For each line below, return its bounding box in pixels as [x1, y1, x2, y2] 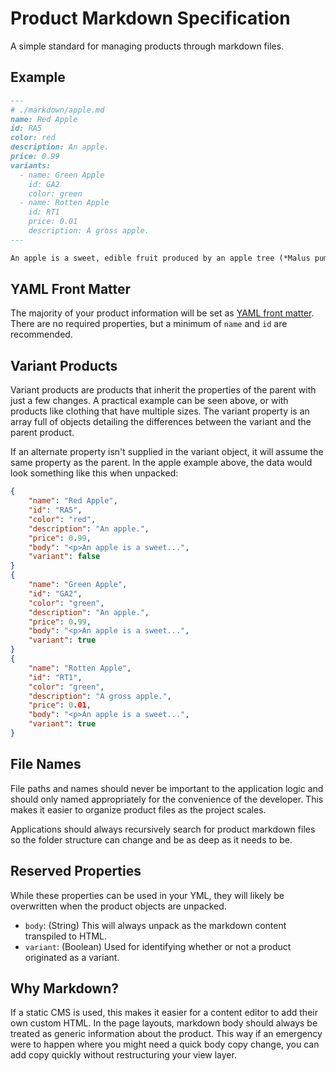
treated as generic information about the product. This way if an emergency [10, 1028, 323, 1040]
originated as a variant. [24, 951, 120, 963]
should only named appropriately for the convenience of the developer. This [10, 793, 324, 805]
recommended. [10, 328, 73, 341]
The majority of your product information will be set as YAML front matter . [10, 307, 315, 319]
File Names [10, 756, 82, 773]
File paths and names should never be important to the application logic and [10, 782, 324, 794]
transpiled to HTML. [24, 930, 108, 942]
